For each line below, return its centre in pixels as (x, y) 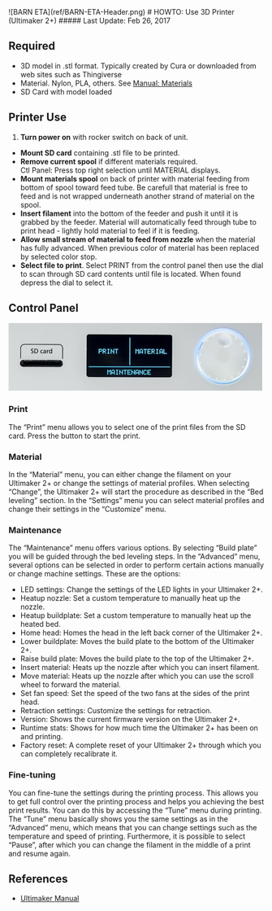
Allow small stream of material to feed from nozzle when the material (138, 239)
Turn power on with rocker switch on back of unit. (104, 137)
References (38, 879)
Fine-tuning (32, 775)
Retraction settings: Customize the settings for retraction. (116, 711)
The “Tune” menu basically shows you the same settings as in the (119, 819)
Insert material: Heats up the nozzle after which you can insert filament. (140, 668)
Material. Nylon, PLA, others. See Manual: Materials (106, 83)
